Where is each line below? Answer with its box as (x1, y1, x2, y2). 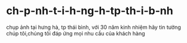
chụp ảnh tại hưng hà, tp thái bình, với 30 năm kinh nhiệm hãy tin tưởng (6, 24, 181, 31)
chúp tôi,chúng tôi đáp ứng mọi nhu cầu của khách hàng (6, 29, 145, 37)
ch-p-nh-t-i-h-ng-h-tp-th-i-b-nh (6, 4, 173, 18)
